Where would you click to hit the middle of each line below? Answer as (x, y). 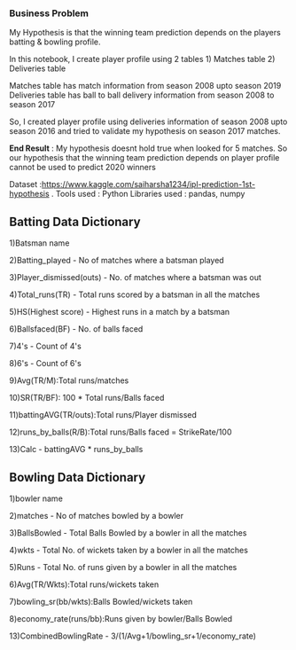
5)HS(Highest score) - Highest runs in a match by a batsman (120, 312)
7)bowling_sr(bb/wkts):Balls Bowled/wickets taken (101, 601)
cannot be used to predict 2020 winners (83, 168)
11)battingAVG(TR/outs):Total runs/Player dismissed (103, 415)
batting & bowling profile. (55, 42)
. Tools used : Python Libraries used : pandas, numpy (148, 194)
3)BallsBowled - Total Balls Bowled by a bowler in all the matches (128, 533)
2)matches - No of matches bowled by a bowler (97, 515)
